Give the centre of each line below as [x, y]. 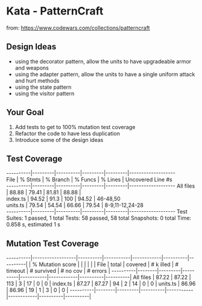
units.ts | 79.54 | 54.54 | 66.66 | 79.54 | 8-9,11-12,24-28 [75, 205]
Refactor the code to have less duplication [68, 133]
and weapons [32, 68]
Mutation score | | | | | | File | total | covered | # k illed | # [109, 264]
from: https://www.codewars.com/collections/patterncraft [78, 28]
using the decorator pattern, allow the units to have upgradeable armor [103, 61]
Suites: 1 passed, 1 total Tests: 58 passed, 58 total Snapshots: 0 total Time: [99, 218]
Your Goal [25, 113]
